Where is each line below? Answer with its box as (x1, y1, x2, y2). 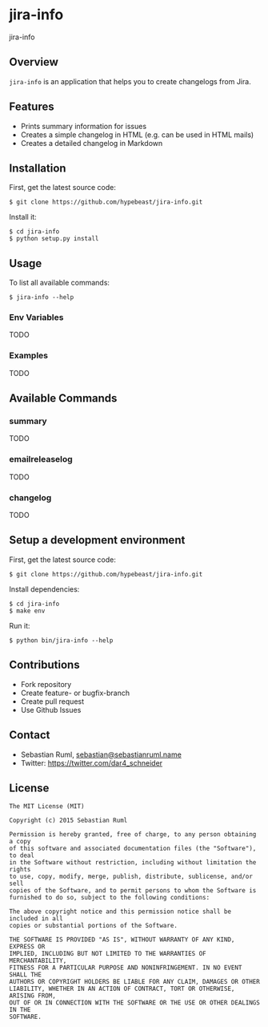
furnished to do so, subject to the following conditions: (9, 894, 210, 902)
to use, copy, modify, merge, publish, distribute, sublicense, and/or (9, 872, 253, 881)
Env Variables (9, 312, 64, 323)
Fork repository (20, 679, 72, 689)
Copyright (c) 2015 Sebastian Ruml (9, 816, 128, 825)
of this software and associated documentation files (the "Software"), (9, 844, 257, 853)
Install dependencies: (9, 584, 80, 594)
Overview (9, 55, 59, 69)
